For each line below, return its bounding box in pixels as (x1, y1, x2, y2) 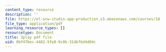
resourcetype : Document (5, 30, 54, 35)
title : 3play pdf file (5, 35, 52, 40)
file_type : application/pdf (5, 21, 63, 26)
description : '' (5, 12, 39, 17)
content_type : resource (5, 7, 54, 12)
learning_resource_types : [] (5, 26, 65, 31)
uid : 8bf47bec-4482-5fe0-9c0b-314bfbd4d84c (5, 40, 96, 45)
